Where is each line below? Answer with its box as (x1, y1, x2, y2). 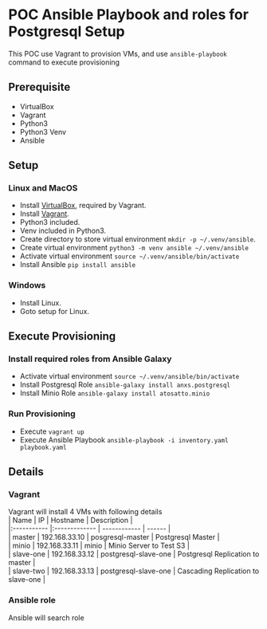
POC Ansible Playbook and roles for (8, 6, 249, 24)
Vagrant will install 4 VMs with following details (8, 507, 163, 517)
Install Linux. (19, 297, 61, 308)
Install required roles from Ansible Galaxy (8, 353, 172, 364)
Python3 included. (19, 218, 80, 227)
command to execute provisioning (8, 57, 120, 67)
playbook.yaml (19, 443, 67, 451)
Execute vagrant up (19, 427, 85, 436)
